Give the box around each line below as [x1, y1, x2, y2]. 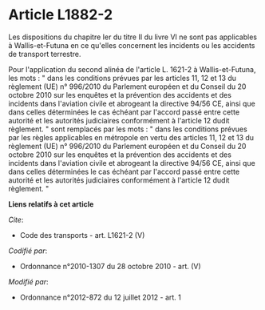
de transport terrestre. [8, 49, 81, 58]
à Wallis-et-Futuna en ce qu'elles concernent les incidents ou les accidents [8, 40, 255, 50]
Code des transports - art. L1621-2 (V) [19, 230, 145, 240]
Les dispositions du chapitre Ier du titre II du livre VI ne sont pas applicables [8, 32, 258, 42]
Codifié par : [8, 246, 48, 256]
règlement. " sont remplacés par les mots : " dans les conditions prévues [8, 124, 247, 134]
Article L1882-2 [8, 6, 113, 24]
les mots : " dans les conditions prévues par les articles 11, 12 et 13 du [8, 73, 237, 83]
